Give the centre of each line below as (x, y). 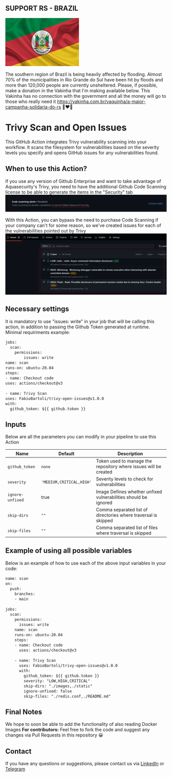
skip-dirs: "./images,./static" (58, 686)
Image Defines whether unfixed (129, 492)
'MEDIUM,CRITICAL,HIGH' (66, 482)
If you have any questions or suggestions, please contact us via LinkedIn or (85, 764)
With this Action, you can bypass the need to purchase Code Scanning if (82, 220)
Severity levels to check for (125, 479)
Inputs (16, 425)
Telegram (15, 769)
